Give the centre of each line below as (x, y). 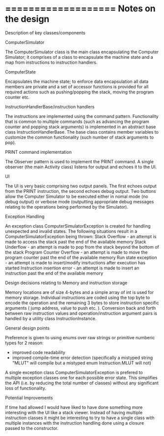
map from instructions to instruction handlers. (51, 62)
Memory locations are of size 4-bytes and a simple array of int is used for (80, 292)
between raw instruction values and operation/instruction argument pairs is (81, 313)
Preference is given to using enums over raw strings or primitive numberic (80, 337)
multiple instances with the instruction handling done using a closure (75, 423)
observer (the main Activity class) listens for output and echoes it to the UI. (81, 167)
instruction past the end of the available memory (54, 273)
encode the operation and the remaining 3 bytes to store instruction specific (82, 303)
